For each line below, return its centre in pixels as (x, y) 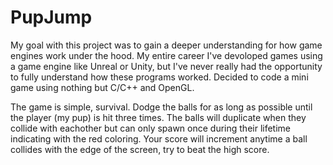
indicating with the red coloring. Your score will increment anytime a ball (159, 138)
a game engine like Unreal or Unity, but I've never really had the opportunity (166, 66)
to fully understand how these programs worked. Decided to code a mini (159, 77)
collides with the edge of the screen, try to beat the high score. (140, 149)
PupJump (51, 17)
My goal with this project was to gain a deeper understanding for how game (166, 45)
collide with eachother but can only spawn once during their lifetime (151, 128)
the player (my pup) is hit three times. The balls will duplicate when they (158, 117)
